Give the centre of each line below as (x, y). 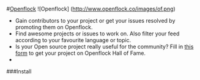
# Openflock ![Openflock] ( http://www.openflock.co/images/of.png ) (91, 9)
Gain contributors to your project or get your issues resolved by (95, 20)
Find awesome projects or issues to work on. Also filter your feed (97, 34)
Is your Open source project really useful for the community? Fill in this (104, 46)
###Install (19, 71)
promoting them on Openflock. (54, 27)
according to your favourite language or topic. (73, 40)
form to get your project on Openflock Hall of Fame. (80, 53)
